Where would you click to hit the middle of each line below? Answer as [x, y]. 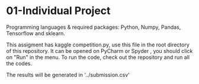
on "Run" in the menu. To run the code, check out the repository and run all [98, 57]
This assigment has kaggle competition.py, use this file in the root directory [98, 45]
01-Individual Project [58, 11]
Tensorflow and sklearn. [36, 33]
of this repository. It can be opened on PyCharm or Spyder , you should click [99, 51]
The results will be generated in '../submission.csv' [68, 75]
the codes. [19, 63]
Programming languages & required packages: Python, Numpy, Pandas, [94, 27]
